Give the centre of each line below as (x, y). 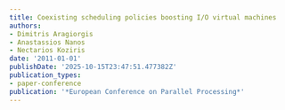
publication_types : (45, 75)
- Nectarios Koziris (48, 51)
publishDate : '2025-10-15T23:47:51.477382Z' (93, 67)
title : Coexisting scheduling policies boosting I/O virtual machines (143, 17)
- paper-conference (45, 83)
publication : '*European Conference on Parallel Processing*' (127, 91)
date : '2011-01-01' (45, 59)
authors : (25, 26)
